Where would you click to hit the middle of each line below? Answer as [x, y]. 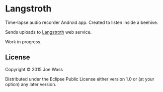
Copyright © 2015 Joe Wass [34, 69]
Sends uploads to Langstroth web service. [48, 32]
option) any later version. [31, 84]
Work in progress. [23, 42]
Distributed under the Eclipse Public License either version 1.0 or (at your [80, 79]
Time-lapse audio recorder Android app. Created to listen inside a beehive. [81, 22]
